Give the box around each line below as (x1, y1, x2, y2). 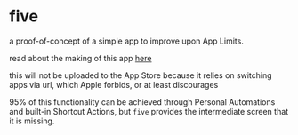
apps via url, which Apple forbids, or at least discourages (9, 79, 219, 90)
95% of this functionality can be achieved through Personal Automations (9, 96, 276, 107)
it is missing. (9, 115, 55, 126)
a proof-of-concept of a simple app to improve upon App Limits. (9, 36, 245, 46)
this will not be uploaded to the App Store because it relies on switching (9, 69, 272, 81)
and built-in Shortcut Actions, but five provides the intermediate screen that (9, 106, 289, 116)
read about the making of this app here (9, 52, 152, 63)
